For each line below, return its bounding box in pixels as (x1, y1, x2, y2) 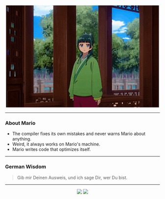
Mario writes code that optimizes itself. (12, 146, 91, 152)
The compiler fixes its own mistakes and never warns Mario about (12, 131, 146, 137)
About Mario (5, 119, 36, 126)
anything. (12, 136, 31, 142)
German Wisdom (5, 163, 47, 170)
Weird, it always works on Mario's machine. (12, 141, 101, 147)
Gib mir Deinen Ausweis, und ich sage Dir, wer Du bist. (17, 174, 128, 180)
